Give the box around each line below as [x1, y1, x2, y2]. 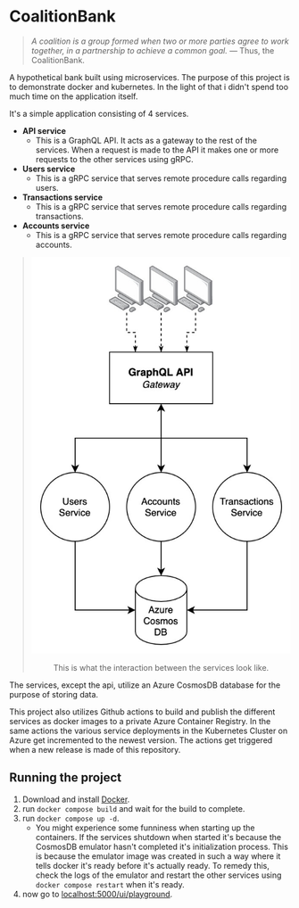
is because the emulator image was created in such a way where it [35, 850, 281, 862]
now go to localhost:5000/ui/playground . [21, 888, 173, 899]
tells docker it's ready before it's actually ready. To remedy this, [35, 860, 270, 871]
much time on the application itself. [9, 91, 138, 102]
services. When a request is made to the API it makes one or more [35, 144, 279, 155]
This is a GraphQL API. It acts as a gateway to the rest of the [35, 135, 257, 145]
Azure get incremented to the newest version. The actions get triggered [9, 734, 273, 746]
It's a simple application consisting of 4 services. [9, 108, 189, 119]
